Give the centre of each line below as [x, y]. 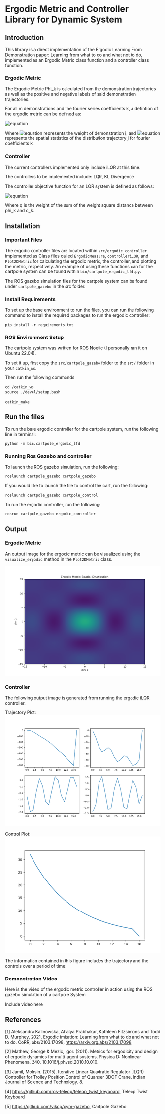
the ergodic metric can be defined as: [43, 114]
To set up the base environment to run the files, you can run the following [80, 310]
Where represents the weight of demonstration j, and [71, 133]
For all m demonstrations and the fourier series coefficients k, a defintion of [82, 109]
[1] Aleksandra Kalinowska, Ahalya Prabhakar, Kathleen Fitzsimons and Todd [83, 1032]
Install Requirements [30, 299]
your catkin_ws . [21, 368]
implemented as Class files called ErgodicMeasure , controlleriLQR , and [77, 256]
